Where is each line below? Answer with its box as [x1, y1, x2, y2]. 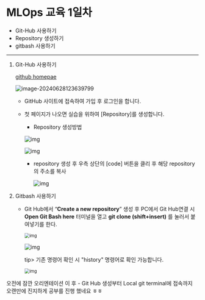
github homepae [15, 73, 57, 80]
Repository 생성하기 [15, 34, 64, 41]
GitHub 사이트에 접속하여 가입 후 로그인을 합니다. [24, 97, 142, 104]
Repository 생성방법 [33, 123, 82, 130]
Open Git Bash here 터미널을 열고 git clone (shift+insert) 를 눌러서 [24, 213, 190, 220]
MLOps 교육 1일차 [6, 5, 93, 20]
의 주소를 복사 [33, 167, 67, 174]
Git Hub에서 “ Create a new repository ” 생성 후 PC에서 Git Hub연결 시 [24, 205, 195, 212]
